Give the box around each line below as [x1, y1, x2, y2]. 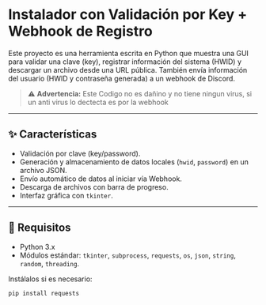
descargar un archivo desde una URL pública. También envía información [8, 65, 248, 74]
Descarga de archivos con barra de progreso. [19, 182, 169, 191]
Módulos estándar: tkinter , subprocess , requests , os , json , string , [19, 250, 236, 260]
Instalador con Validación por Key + [8, 6, 248, 24]
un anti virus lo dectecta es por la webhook [27, 97, 169, 107]
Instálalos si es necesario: [8, 274, 93, 284]
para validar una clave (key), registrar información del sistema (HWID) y [8, 57, 242, 66]
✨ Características [8, 128, 97, 141]
